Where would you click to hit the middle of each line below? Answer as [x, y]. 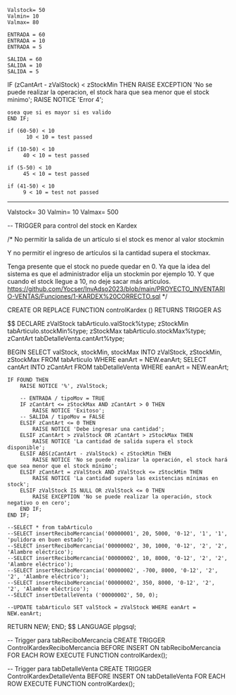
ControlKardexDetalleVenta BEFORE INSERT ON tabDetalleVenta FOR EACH [117, 676]
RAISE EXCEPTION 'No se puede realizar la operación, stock [122, 497]
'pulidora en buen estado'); [50, 540]
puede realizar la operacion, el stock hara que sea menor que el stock [108, 92]
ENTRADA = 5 [25, 47]
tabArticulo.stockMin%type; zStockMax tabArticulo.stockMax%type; [107, 331]
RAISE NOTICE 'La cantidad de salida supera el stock [113, 441]
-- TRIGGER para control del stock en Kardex [72, 226]
